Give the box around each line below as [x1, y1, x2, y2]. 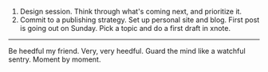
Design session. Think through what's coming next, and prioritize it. [19, 7, 242, 16]
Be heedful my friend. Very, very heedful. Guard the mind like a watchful [8, 47, 246, 55]
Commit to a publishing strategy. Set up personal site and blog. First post [19, 15, 260, 25]
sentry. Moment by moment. [8, 55, 101, 64]
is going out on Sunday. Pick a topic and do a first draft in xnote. [19, 24, 231, 32]
